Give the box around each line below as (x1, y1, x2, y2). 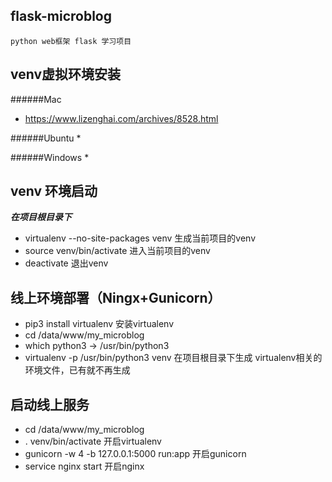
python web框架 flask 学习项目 (10, 36, 132, 46)
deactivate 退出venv (24, 257, 109, 269)
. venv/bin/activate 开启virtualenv (24, 435, 162, 448)
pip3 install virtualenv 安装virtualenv (24, 318, 175, 330)
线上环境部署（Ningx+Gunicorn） (10, 289, 222, 306)
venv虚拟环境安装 (10, 66, 122, 83)
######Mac (10, 93, 62, 105)
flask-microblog (10, 8, 113, 25)
